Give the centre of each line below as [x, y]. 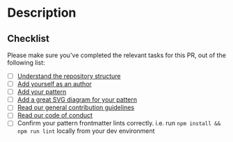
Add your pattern [42, 92]
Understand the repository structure [69, 76]
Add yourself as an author [55, 84]
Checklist [29, 39]
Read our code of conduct [55, 116]
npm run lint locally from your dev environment [86, 131]
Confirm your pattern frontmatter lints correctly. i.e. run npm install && [119, 123]
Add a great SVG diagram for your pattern [77, 100]
